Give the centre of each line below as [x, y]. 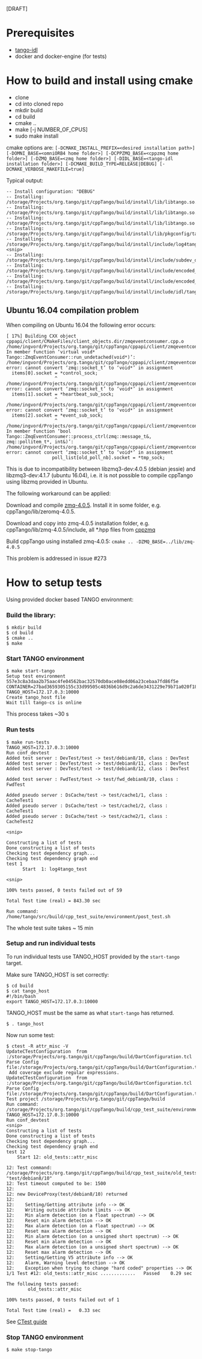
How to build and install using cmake [100, 81]
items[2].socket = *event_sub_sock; [57, 415]
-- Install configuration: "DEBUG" [51, 191]
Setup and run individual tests [51, 943]
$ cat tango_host [28, 991]
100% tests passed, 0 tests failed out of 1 [63, 1300]
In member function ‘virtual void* [51, 352]
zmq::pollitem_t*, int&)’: [40, 442]
